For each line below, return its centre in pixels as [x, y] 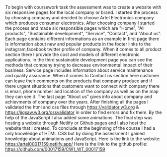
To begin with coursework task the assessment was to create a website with [83, 7]
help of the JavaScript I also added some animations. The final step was [79, 118]
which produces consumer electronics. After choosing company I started [80, 23]
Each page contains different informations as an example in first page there [82, 39]
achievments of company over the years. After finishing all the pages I [77, 102]
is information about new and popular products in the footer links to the [78, 44]
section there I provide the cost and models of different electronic [73, 54]
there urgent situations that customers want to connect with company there [83, 86]
